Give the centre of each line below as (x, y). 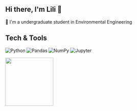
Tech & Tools (26, 38)
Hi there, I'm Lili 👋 (34, 10)
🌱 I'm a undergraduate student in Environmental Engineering (69, 22)
